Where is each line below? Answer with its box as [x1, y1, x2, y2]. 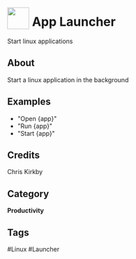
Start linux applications [7, 37, 73, 45]
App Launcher [31, 14, 116, 30]
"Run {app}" [17, 122, 53, 130]
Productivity [7, 206, 44, 215]
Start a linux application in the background [7, 75, 129, 84]
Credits [7, 149, 40, 161]
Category [7, 188, 50, 200]
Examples [7, 96, 51, 108]
